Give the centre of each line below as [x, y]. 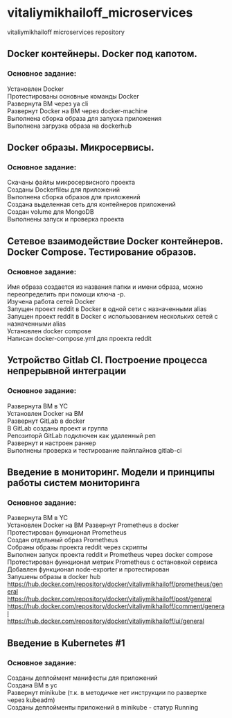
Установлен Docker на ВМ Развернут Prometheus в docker [93, 525]
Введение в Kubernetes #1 [66, 643]
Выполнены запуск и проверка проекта [66, 219]
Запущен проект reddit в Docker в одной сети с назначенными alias [107, 309]
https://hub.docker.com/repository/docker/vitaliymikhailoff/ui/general [106, 621]
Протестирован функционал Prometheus [67, 533]
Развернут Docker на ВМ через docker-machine [77, 111]
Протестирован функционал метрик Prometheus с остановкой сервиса [113, 562]
